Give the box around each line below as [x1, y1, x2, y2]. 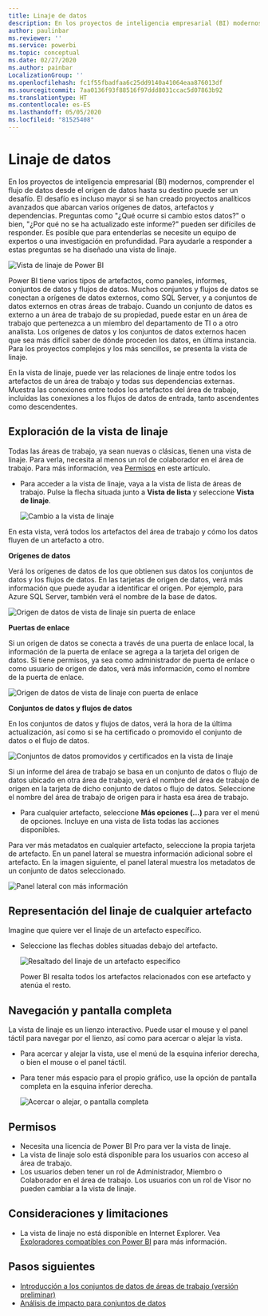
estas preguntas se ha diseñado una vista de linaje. [8, 245, 177, 254]
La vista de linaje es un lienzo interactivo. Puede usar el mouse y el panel [8, 1025, 249, 1034]
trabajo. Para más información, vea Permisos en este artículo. [8, 463, 211, 473]
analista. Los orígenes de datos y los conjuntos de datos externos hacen [8, 326, 246, 336]
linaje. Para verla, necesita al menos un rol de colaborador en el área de [8, 454, 244, 464]
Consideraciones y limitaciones [8, 1207, 169, 1221]
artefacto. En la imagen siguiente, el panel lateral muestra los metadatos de [8, 857, 256, 866]
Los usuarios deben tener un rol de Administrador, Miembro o [19, 1167, 223, 1177]
